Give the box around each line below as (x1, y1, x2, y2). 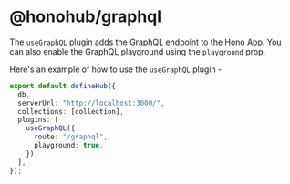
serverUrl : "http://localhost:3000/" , (17, 98, 166, 107)
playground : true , (33, 141, 104, 150)
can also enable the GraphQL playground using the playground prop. (9, 46, 266, 56)
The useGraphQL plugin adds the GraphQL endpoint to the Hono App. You (9, 36, 282, 47)
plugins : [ (17, 116, 59, 125)
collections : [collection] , (17, 107, 125, 116)
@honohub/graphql (9, 6, 162, 27)
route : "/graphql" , (33, 132, 108, 142)
